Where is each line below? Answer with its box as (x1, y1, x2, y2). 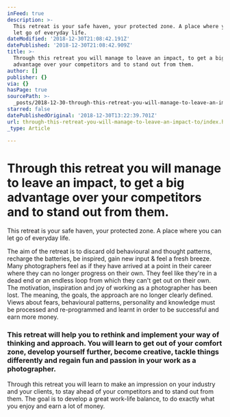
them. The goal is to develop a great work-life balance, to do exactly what (7, 394, 215, 403)
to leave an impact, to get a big (7, 175, 185, 191)
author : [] (7, 67, 38, 74)
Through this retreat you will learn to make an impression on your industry (7, 380, 216, 388)
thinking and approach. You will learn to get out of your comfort (7, 339, 222, 348)
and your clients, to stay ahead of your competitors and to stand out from (7, 387, 214, 395)
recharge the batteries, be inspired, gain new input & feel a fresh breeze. (7, 254, 212, 263)
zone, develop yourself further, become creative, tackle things (7, 347, 219, 357)
